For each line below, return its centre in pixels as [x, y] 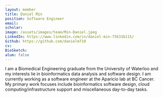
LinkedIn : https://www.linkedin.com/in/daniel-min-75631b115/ [70, 37]
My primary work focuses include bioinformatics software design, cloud [77, 84]
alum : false [17, 55]
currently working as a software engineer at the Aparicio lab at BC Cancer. [80, 79]
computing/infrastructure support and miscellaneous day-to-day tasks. [76, 89]
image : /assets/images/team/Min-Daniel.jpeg [51, 32]
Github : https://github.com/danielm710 [46, 41]
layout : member [20, 10]
